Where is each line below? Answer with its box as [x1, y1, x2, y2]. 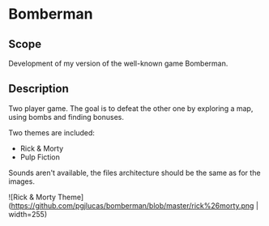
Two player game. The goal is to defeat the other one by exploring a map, [8, 103, 254, 113]
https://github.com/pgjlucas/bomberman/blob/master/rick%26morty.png [11, 200, 254, 211]
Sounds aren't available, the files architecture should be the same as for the [8, 168, 261, 177]
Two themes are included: [8, 127, 96, 138]
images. [8, 176, 35, 186]
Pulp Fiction [19, 151, 61, 162]
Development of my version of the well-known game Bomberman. [8, 58, 228, 68]
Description [8, 82, 69, 96]
